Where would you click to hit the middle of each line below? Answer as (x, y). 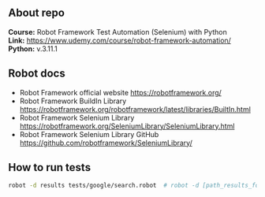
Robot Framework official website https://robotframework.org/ (121, 92)
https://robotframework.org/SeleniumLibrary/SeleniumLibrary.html (127, 126)
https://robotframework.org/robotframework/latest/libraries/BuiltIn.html (135, 109)
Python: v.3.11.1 (33, 48)
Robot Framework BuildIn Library (73, 101)
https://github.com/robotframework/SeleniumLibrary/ (106, 143)
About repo (37, 13)
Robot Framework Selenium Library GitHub (89, 134)
